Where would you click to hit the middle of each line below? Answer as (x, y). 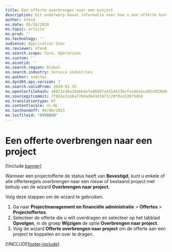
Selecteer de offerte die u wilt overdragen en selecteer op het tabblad (86, 218)
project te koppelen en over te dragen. (53, 234)
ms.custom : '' (20, 58)
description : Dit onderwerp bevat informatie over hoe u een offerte (81, 15)
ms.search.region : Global (33, 67)
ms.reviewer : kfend (26, 48)
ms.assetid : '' (21, 63)
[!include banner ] (24, 166)
